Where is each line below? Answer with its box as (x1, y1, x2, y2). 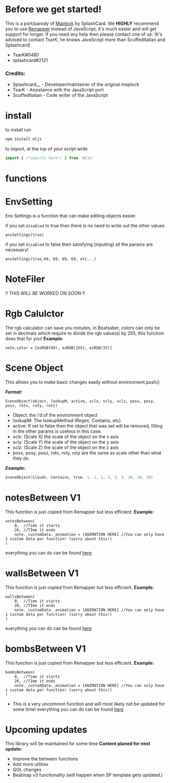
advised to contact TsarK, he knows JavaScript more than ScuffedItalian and (5, 37, 165, 43)
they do (12, 455, 29, 461)
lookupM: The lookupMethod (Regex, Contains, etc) (12, 417, 121, 423)
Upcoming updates (5, 724, 88, 735)
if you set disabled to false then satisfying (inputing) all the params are (5, 241, 153, 247)
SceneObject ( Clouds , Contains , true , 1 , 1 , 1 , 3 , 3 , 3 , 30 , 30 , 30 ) (5, 475, 153, 480)
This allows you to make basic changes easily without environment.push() (5, 379, 160, 385)
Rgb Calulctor (5, 308, 64, 319)
